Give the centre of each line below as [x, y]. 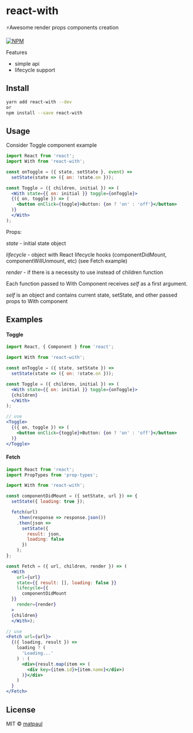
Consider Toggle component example [52, 145]
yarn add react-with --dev [39, 102]
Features [17, 52]
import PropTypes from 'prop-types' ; [52, 475]
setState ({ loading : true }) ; [48, 502]
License [21, 710]
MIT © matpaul [24, 724]
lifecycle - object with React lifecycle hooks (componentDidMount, [87, 254]
